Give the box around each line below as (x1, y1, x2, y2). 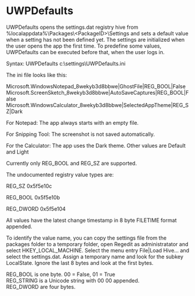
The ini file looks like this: (6, 71, 68, 78)
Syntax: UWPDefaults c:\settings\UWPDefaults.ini (6, 60, 126, 67)
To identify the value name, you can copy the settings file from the (6, 234, 167, 241)
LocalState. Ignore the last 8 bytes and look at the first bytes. (6, 259, 154, 266)
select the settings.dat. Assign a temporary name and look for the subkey (6, 253, 184, 260)
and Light (6, 148, 29, 155)
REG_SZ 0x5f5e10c (6, 182, 52, 189)
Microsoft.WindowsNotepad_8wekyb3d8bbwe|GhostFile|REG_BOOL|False (6, 82, 186, 89)
